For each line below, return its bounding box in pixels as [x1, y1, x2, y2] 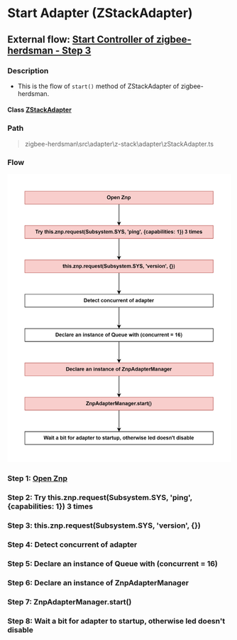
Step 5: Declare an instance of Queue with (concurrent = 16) [7, 558, 219, 568]
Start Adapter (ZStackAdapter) [7, 5, 193, 21]
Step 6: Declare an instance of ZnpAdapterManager [7, 577, 189, 587]
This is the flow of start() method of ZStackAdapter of [17, 82, 180, 90]
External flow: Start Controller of [7, 33, 155, 46]
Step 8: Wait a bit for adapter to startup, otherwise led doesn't [7, 616, 226, 626]
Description [7, 65, 49, 75]
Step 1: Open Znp [7, 474, 67, 484]
